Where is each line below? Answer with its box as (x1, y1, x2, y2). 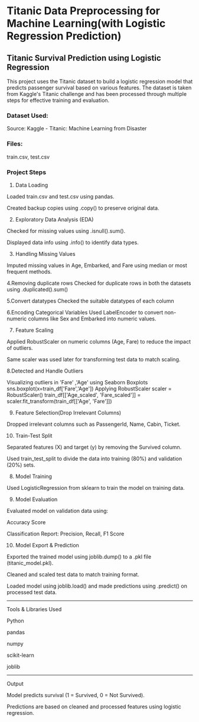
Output (6, 680, 24, 687)
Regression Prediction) (6, 30, 122, 43)
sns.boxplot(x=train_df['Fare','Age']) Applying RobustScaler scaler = (6, 385, 172, 392)
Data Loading (15, 181, 48, 188)
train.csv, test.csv (6, 153, 50, 161)
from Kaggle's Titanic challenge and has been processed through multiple (6, 91, 187, 97)
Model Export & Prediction (15, 541, 79, 548)
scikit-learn (6, 652, 34, 659)
